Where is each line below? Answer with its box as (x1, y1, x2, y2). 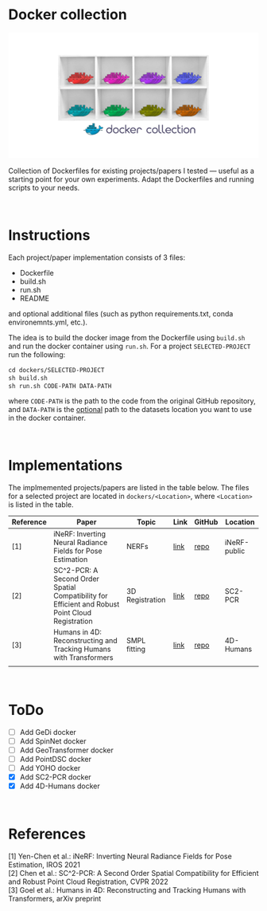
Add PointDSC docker (19, 754, 92, 764)
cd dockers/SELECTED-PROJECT (8, 366, 105, 374)
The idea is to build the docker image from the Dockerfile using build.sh (8, 332, 246, 342)
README (19, 293, 50, 303)
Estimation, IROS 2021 (8, 860, 81, 870)
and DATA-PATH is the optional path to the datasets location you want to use (8, 404, 253, 414)
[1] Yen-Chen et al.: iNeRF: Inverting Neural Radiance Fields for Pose (8, 851, 232, 862)
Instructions (8, 226, 91, 245)
